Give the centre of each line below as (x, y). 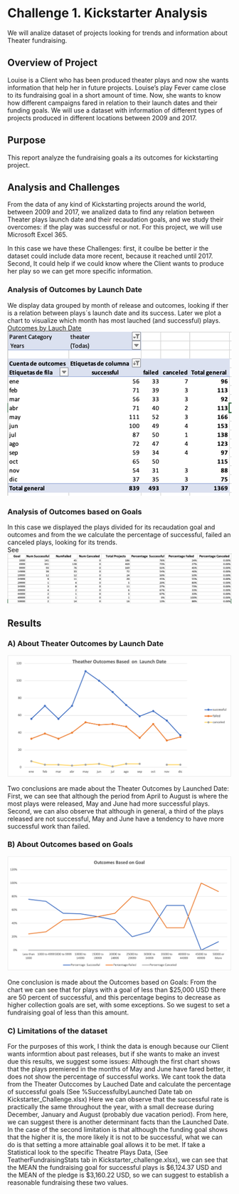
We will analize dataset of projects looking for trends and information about (117, 33)
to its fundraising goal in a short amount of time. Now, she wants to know (115, 95)
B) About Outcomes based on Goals (70, 844)
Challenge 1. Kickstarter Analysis (107, 13)
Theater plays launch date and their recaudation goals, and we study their (116, 219)
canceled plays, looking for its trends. (62, 542)
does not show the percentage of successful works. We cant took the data (117, 1076)
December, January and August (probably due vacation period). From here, (118, 1115)
